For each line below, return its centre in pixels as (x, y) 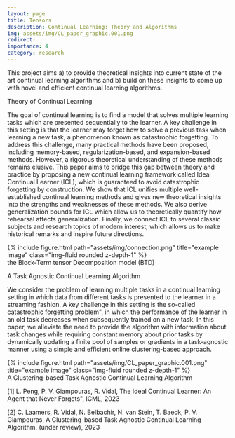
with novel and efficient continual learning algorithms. (85, 88)
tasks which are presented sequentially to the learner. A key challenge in (112, 122)
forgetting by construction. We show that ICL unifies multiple (95, 189)
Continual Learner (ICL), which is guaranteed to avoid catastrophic (103, 182)
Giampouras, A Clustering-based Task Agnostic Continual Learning (104, 419)
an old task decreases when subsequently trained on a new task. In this (110, 319)
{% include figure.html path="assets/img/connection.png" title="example (113, 247)
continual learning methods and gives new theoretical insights (132, 196)
